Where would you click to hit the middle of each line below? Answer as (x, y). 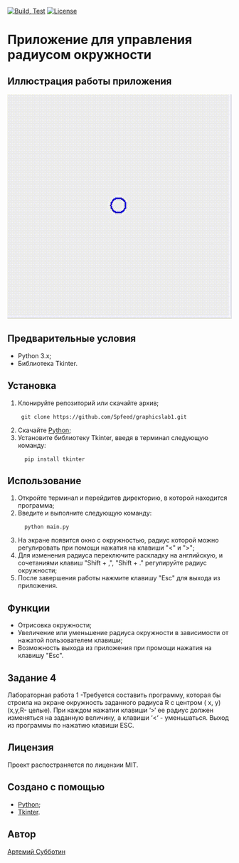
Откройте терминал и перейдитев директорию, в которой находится (122, 498)
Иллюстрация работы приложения (90, 81)
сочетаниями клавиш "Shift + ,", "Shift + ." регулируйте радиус (112, 563)
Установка (32, 386)
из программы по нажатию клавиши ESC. (71, 726)
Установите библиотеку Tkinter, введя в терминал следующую (113, 437)
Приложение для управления (100, 40)
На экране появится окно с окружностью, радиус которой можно (118, 540)
